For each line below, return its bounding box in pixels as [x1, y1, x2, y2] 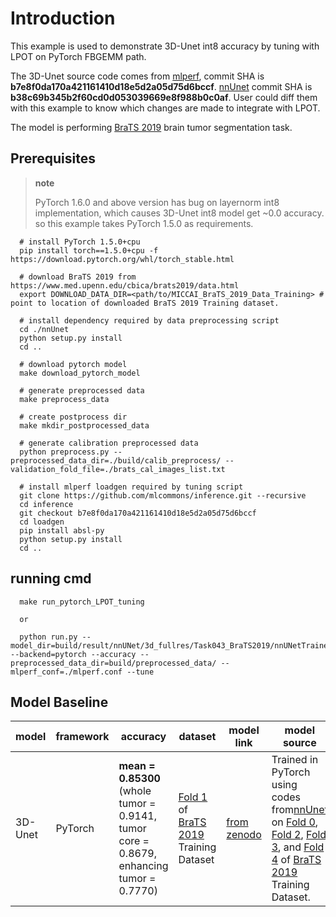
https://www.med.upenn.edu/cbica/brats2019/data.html [10, 280, 240, 291]
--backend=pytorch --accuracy [10, 649, 137, 659]
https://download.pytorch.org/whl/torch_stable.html [10, 254, 235, 264]
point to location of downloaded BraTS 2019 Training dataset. [10, 298, 280, 308]
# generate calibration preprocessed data [19, 438, 199, 448]
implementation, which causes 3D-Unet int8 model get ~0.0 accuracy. [34, 207, 325, 219]
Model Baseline [10, 693, 109, 711]
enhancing [118, 859, 169, 873]
